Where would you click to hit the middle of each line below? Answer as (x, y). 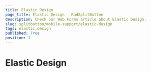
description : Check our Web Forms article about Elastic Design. (76, 19)
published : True (22, 33)
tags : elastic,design (28, 29)
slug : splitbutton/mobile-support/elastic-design (59, 24)
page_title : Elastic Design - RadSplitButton (54, 15)
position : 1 (18, 38)
